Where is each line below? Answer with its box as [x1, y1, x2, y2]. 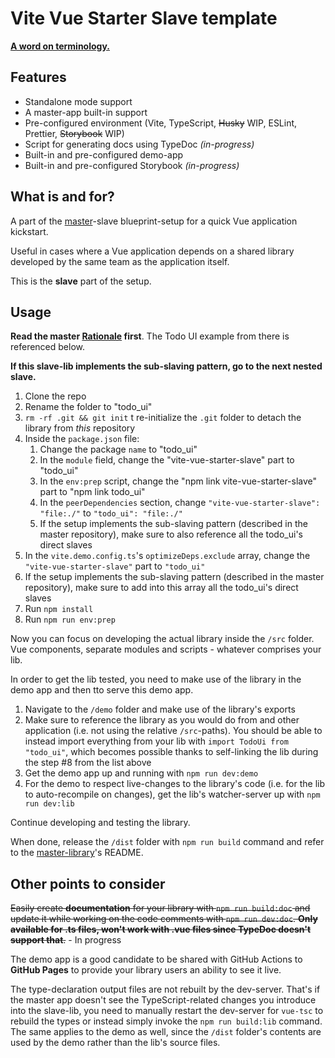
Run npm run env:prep [24, 613, 116, 626]
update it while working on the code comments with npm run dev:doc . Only [10, 913, 318, 925]
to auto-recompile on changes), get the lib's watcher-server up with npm [24, 788, 321, 801]
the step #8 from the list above [24, 757, 152, 769]
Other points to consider [10, 875, 166, 892]
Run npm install [24, 603, 94, 615]
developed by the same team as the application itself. [10, 255, 230, 267]
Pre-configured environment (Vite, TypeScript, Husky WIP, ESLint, [24, 117, 298, 129]
